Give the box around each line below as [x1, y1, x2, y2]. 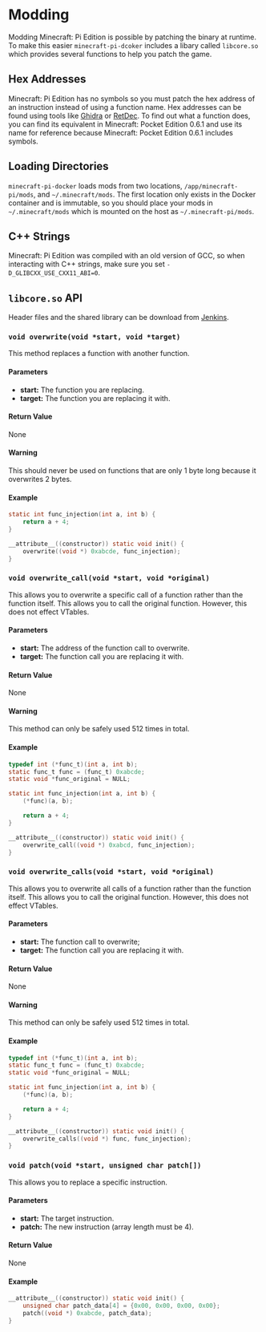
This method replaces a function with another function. [8, 349, 190, 358]
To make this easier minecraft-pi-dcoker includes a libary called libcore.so [8, 40, 259, 50]
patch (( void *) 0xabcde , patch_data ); [22, 1309, 152, 1317]
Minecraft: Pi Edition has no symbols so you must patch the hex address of [8, 94, 256, 103]
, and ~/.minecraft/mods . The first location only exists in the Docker [33, 189, 256, 199]
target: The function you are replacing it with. [19, 393, 171, 403]
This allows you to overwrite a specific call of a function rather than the [8, 589, 244, 599]
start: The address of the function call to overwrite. [19, 643, 190, 653]
